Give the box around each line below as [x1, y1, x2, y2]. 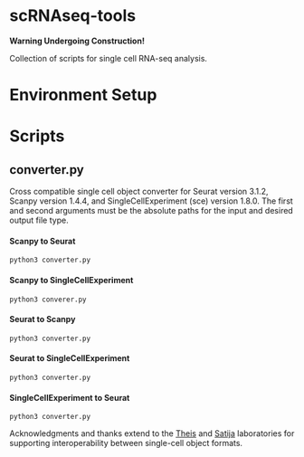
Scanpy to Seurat [9, 235, 76, 246]
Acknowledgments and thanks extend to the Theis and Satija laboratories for [9, 428, 295, 439]
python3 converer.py [9, 295, 88, 304]
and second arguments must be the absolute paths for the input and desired [9, 205, 294, 216]
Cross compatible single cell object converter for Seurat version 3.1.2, [9, 186, 269, 197]
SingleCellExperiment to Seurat [9, 392, 130, 403]
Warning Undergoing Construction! [9, 35, 145, 46]
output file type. [9, 214, 70, 226]
